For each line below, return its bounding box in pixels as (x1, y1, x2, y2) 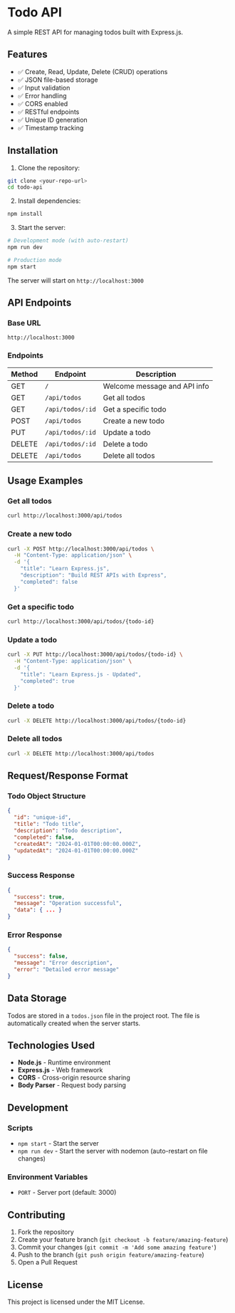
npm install (7, 211, 43, 218)
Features (7, 48, 48, 61)
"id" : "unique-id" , (14, 814, 72, 821)
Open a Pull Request (17, 1258, 78, 1267)
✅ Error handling (17, 91, 67, 100)
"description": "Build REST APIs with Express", (20, 572, 167, 579)
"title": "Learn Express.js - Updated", (20, 671, 142, 678)
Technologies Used (7, 1039, 95, 1051)
